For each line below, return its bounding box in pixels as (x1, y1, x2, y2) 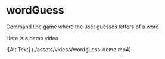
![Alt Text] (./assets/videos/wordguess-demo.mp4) (6, 45, 131, 53)
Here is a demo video (6, 34, 58, 41)
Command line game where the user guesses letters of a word (6, 23, 159, 30)
